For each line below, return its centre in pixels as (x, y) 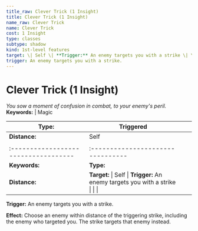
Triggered (133, 127)
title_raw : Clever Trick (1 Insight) (52, 11)
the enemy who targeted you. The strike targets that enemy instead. (88, 222)
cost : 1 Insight (26, 34)
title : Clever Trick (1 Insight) (47, 17)
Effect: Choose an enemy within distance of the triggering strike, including (97, 216)
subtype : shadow (26, 45)
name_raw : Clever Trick (35, 22)
